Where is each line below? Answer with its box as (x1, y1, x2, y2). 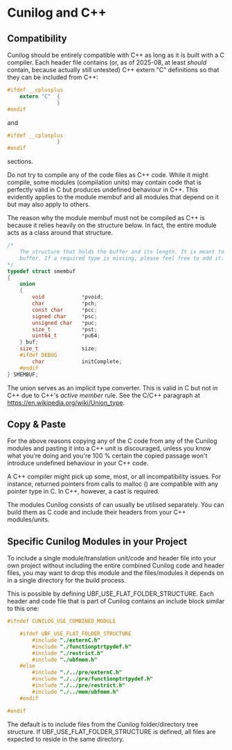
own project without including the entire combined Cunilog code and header (7, 561, 225, 570)
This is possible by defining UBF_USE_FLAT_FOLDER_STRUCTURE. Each (7, 590, 215, 598)
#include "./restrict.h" (32, 649, 104, 657)
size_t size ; (19, 345, 98, 352)
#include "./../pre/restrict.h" (32, 682, 126, 689)
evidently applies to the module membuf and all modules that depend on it (7, 193, 220, 201)
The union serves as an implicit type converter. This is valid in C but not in (7, 383, 218, 392)
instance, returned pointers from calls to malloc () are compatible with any (7, 480, 219, 488)
